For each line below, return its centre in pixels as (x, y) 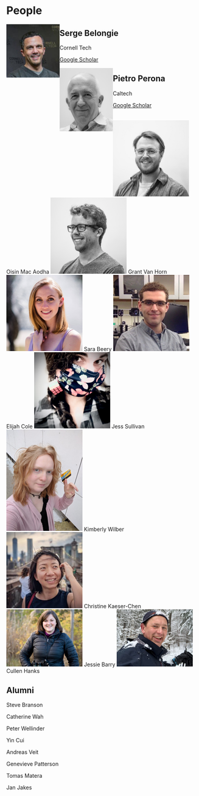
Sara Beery (98, 349)
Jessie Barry (100, 664)
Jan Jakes (19, 787)
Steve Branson (25, 705)
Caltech (123, 93)
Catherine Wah (25, 717)
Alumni (20, 690)
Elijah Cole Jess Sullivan (75, 426)
